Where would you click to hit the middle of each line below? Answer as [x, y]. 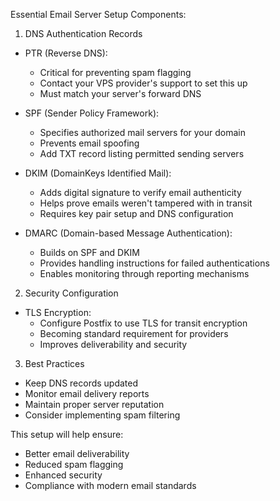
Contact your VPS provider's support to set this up [143, 83]
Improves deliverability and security [113, 344]
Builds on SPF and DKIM [90, 252]
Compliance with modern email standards [110, 485]
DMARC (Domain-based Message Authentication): [128, 233]
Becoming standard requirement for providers [134, 333]
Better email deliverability [77, 453]
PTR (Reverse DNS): [66, 53]
